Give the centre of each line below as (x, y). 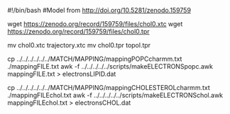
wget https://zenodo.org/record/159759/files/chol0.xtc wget (95, 24)
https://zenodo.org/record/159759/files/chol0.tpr (78, 32)
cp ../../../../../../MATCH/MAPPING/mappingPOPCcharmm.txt (95, 59)
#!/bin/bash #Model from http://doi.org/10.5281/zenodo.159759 (99, 10)
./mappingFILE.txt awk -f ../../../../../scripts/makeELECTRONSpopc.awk (110, 66)
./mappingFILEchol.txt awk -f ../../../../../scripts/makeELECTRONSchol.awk (115, 95)
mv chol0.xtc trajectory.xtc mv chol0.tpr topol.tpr (79, 45)
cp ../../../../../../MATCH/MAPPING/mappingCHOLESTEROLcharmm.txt (109, 87)
